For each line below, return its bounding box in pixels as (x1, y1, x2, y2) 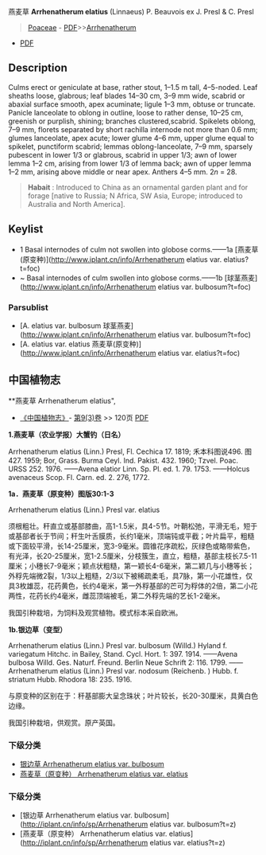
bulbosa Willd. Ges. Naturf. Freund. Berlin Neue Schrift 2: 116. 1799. (8, 658, 228, 667)
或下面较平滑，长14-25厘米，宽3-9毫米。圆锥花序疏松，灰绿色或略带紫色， (8, 541, 255, 551)
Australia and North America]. (27, 199, 125, 209)
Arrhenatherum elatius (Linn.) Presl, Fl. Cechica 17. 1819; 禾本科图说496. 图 (8, 447, 253, 456)
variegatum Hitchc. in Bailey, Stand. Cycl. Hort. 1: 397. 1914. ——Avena (8, 649, 238, 658)
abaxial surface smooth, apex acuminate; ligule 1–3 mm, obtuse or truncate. (8, 99, 256, 109)
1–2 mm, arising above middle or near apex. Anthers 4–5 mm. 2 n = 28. (8, 166, 237, 177)
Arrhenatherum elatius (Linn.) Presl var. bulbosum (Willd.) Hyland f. (8, 640, 228, 650)
